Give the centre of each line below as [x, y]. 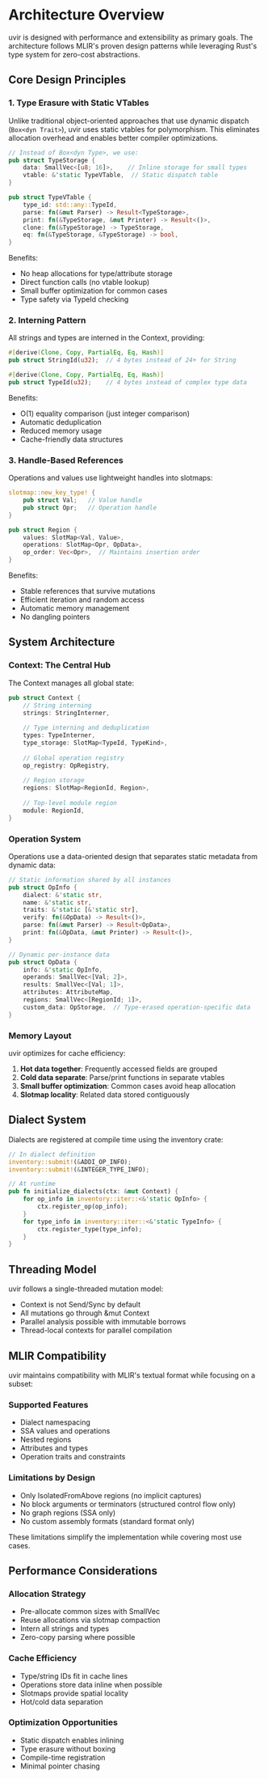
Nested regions [46, 1440]
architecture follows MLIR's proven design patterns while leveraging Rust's [133, 45]
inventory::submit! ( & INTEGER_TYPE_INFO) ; [79, 1169]
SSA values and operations [65, 1431]
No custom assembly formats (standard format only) [107, 1521]
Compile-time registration [63, 1757]
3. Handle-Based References [66, 460]
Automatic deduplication [61, 421]
